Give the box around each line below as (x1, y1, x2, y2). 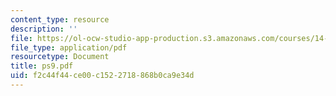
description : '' (10, 24, 78, 34)
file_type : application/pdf (10, 42, 128, 53)
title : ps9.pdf (10, 61, 74, 71)
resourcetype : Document (10, 52, 110, 62)
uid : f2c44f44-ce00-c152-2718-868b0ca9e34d (10, 71, 195, 81)
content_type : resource (10, 14, 110, 25)
